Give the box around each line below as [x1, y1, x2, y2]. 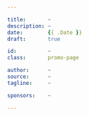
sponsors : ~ [7, 92, 51, 99]
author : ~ [7, 67, 51, 74]
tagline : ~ [7, 79, 51, 86]
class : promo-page [7, 55, 79, 61]
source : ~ [7, 73, 51, 80]
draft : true [7, 35, 60, 42]
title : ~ [7, 16, 51, 23]
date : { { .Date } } [7, 29, 82, 36]
